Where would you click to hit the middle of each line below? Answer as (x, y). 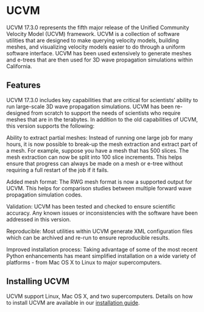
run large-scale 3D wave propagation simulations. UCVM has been (90, 106)
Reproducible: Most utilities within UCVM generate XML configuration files (100, 231)
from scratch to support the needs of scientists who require (106, 113)
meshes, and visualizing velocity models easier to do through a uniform (96, 47)
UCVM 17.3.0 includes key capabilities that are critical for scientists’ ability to (102, 100)
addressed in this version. (39, 219)
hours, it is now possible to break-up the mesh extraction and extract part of (102, 144)
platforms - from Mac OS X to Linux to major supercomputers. (84, 262)
